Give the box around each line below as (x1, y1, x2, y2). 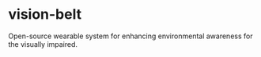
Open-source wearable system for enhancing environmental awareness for (8, 31, 253, 41)
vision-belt (8, 5, 81, 23)
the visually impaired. (8, 39, 78, 48)
